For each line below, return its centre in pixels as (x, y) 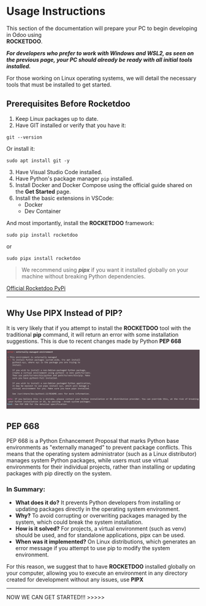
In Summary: (26, 489)
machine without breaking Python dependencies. (83, 276)
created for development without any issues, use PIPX (75, 580)
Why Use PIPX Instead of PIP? (64, 313)
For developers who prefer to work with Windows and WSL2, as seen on (100, 53)
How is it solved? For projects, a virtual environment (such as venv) (101, 529)
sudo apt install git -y (38, 161)
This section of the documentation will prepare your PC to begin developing (102, 28)
